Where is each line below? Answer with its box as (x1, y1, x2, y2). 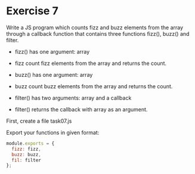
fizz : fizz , (11, 146, 42, 152)
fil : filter (11, 157, 42, 163)
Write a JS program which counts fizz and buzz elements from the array (6, 24, 184, 31)
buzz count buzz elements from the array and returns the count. (14, 82, 173, 90)
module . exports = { (6, 140, 55, 147)
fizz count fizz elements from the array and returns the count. (14, 60, 167, 67)
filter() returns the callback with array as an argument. (14, 105, 148, 113)
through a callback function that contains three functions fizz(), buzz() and (6, 30, 190, 37)
